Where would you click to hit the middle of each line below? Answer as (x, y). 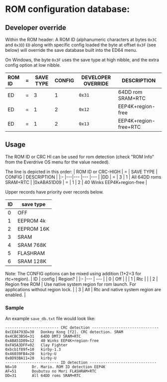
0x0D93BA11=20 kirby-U (31, 358)
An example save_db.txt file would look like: (50, 319)
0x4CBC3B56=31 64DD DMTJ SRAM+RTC (43, 337)
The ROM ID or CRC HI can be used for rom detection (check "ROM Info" (80, 157)
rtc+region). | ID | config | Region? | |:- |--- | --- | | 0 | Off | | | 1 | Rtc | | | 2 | (82, 279)
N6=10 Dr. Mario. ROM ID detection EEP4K (55, 367)
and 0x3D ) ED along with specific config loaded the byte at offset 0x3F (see (81, 45)
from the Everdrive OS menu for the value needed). (58, 162)
